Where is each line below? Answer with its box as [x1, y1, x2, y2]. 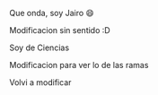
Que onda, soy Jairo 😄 [9, 8, 94, 18]
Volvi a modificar [9, 77, 72, 88]
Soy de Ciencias [9, 42, 70, 53]
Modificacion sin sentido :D [9, 25, 110, 35]
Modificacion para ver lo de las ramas [9, 60, 149, 70]
